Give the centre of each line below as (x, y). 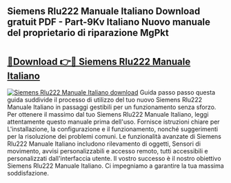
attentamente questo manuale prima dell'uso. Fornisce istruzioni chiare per (113, 122)
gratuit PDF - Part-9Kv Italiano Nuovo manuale (109, 22)
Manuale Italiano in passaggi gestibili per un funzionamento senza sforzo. (112, 107)
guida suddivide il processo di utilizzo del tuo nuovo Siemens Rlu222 (104, 100)
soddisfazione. (28, 173)
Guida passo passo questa (178, 92)
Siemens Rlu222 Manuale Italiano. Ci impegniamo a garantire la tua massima (115, 166)
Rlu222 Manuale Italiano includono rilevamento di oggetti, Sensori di (104, 144)
